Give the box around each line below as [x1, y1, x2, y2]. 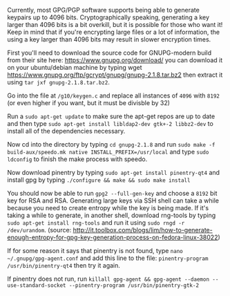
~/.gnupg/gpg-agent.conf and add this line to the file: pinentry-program [7, 254, 209, 262]
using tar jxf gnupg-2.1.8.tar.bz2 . [7, 78, 111, 86]
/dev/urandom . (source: [7, 226, 72, 234]
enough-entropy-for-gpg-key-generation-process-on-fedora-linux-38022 [7, 233, 218, 241]
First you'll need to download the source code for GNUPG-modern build [7, 48, 212, 57]
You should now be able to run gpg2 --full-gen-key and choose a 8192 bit [7, 189, 218, 197]
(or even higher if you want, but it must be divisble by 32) [7, 99, 171, 107]
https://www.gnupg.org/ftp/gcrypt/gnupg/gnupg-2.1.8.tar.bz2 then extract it [7, 71, 223, 79]
